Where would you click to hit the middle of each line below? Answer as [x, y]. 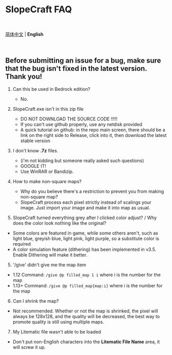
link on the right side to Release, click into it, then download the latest [93, 135]
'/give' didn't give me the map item [49, 265]
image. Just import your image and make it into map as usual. [85, 208]
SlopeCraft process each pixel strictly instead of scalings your [86, 202]
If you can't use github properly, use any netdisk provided [81, 124]
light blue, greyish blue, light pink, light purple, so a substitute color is [86, 238]
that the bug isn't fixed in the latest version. [76, 68]
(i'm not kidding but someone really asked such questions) [82, 161]
